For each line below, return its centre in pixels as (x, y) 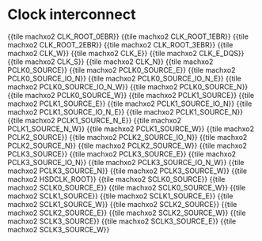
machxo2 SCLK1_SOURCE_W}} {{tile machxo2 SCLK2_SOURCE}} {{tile (122, 204)
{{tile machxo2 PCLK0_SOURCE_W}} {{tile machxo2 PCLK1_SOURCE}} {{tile (131, 95)
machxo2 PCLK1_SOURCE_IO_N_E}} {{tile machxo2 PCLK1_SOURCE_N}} (125, 111)
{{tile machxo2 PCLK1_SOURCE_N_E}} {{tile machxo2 (94, 120)
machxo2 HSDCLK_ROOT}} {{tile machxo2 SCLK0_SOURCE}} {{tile (116, 179)
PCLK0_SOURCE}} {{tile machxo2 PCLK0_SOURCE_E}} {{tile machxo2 (122, 70)
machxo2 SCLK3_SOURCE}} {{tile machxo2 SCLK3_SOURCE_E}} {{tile (122, 221)
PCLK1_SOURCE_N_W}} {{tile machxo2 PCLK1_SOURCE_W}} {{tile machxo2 (131, 129)
